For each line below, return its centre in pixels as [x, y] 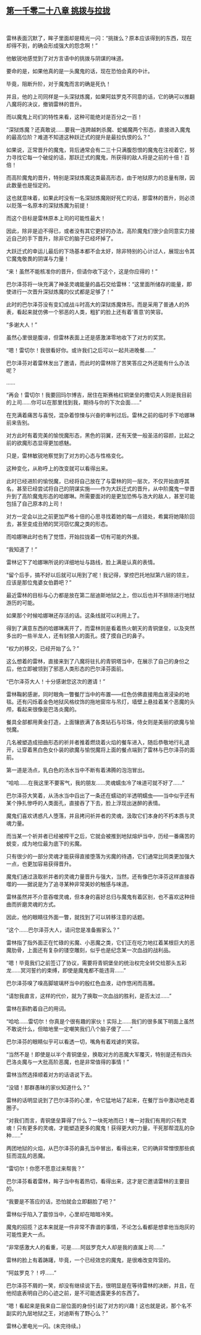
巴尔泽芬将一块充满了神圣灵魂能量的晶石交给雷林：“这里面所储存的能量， [97, 284]
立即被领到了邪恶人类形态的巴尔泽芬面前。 [74, 669]
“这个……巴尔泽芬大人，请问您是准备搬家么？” [63, 930]
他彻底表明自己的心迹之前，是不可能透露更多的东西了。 [74, 1293]
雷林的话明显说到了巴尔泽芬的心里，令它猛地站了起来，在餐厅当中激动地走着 [100, 1100]
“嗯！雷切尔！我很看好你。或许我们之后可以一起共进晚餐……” [81, 350]
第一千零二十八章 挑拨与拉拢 [58, 11]
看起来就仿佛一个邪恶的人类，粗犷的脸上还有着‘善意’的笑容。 [91, 312]
